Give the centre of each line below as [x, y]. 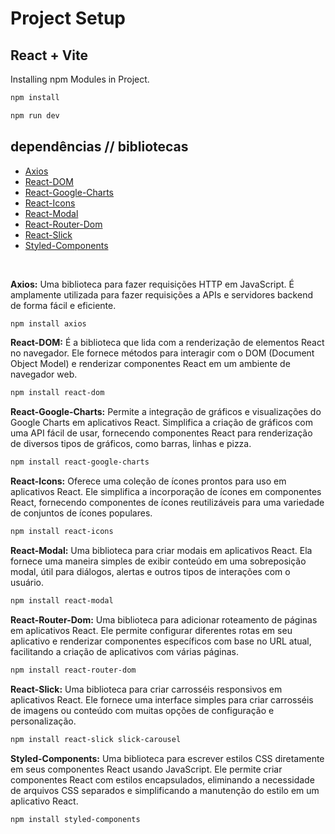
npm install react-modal [62, 601]
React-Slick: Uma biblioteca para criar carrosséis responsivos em [146, 689]
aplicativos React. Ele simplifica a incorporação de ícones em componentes [166, 492]
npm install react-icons [62, 532]
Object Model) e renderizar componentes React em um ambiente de [150, 364]
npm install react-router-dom [73, 670]
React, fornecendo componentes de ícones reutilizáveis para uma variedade [167, 503]
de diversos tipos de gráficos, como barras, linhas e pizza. [131, 444]
